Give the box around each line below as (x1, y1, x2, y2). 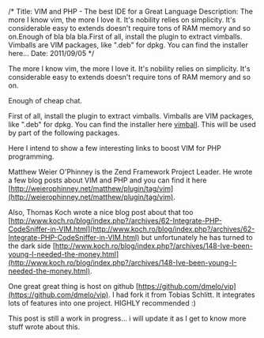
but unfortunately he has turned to (141, 233, 253, 242)
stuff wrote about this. (8, 322, 81, 331)
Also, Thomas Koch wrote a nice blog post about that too (8, 208, 194, 216)
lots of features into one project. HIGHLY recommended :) (8, 299, 196, 307)
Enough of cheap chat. (8, 96, 83, 105)
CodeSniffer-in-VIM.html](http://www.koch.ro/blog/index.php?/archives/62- (8, 224, 255, 234)
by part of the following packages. (8, 128, 120, 137)
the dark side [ (8, 241, 56, 250)
